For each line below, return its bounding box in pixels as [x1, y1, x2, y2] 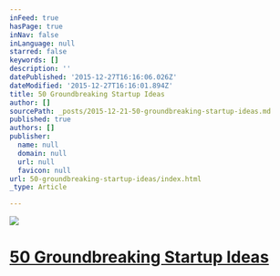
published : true [9, 115, 71, 124]
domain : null [17, 148, 67, 158]
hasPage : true [9, 22, 64, 31]
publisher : [9, 132, 51, 141]
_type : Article [9, 183, 67, 192]
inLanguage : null [9, 38, 76, 48]
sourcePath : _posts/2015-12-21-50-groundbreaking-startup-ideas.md [9, 107, 272, 116]
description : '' [9, 65, 71, 74]
